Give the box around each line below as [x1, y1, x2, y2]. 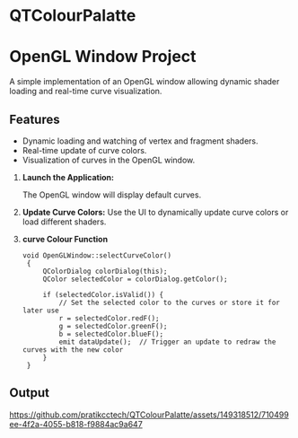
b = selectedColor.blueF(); [58, 329, 164, 338]
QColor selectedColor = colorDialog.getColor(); [42, 275, 228, 284]
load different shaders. [22, 216, 107, 227]
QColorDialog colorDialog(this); [42, 267, 168, 276]
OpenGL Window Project [9, 47, 197, 67]
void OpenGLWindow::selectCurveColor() [22, 250, 172, 260]
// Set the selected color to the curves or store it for [58, 298, 280, 307]
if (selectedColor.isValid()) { [42, 290, 164, 299]
